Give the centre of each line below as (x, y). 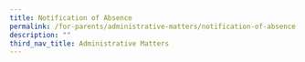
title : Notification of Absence (71, 18)
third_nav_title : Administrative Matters (89, 43)
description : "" (40, 35)
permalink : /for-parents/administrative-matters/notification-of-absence (153, 26)
